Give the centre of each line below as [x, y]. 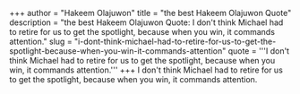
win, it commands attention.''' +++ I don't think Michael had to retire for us [146, 70]
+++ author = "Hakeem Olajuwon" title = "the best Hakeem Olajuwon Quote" [150, 13]
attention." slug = [41, 41]
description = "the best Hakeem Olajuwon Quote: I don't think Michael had [146, 22]
